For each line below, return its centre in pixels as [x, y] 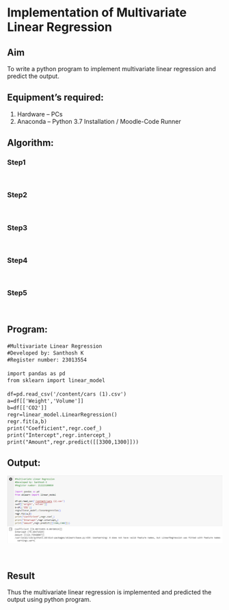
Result [21, 575]
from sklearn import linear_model [56, 380]
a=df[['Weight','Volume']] [45, 401]
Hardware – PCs [40, 114]
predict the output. [33, 76]
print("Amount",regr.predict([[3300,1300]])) [73, 442]
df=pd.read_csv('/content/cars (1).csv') [67, 394]
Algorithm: [30, 143]
